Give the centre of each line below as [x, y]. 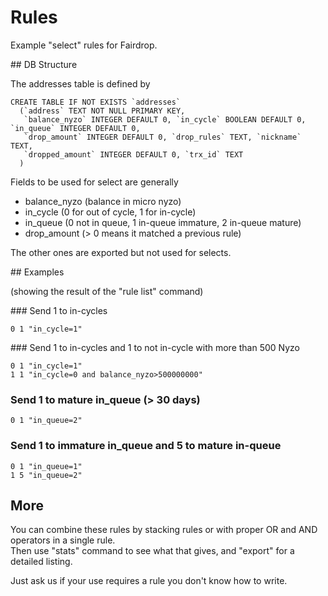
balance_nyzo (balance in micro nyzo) [103, 201]
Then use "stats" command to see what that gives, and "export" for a [152, 551]
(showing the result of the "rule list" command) [107, 291]
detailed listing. [41, 562]
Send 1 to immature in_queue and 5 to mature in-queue [146, 446]
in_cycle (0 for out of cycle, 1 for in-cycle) [110, 212]
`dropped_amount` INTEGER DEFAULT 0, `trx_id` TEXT [133, 154]
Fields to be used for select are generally [94, 182]
